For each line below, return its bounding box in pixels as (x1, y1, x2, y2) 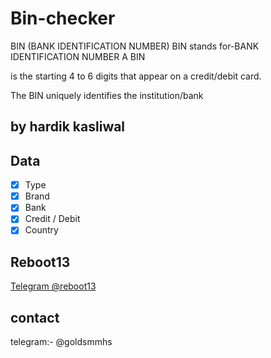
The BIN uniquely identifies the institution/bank (10, 89, 204, 101)
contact (10, 309, 60, 326)
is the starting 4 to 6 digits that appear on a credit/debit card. (10, 70, 262, 82)
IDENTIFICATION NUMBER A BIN (10, 50, 146, 62)
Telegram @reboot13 (10, 280, 97, 292)
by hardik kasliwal (10, 118, 126, 136)
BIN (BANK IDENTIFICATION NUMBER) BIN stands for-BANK (10, 40, 260, 52)
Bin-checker (10, 7, 116, 30)
